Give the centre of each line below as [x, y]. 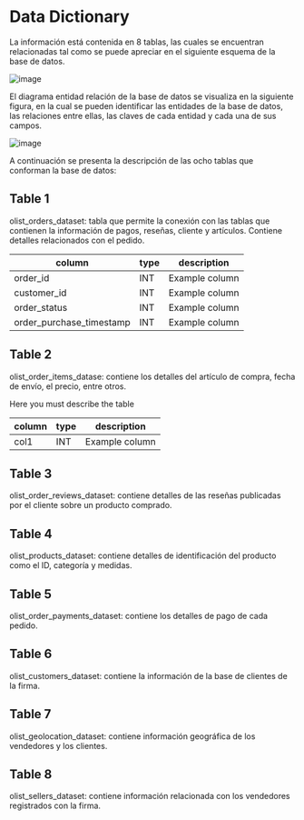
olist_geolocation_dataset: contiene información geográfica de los [132, 736]
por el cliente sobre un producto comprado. [91, 505]
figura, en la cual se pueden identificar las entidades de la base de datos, [146, 105]
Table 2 [31, 355]
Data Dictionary [69, 17]
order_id [32, 277]
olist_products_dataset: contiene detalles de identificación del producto [143, 555]
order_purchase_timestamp [73, 322]
